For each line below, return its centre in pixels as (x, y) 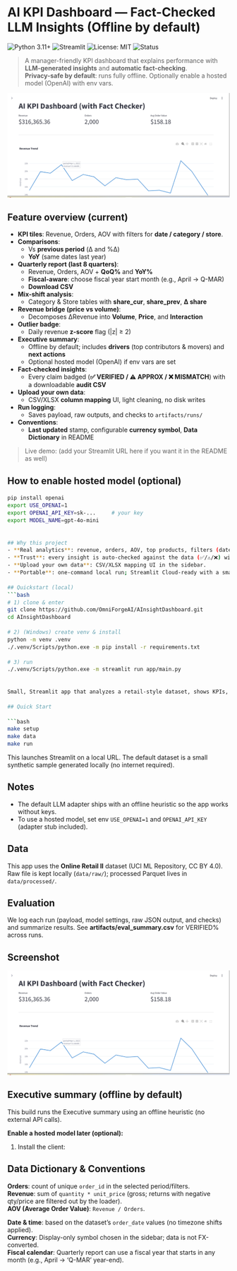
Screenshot (34, 957)
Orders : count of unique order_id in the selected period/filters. (99, 1186)
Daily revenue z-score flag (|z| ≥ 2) (80, 332)
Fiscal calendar (30, 1252)
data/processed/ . (32, 881)
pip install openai (36, 498)
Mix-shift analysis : (45, 295)
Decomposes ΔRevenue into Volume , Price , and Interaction (115, 317)
